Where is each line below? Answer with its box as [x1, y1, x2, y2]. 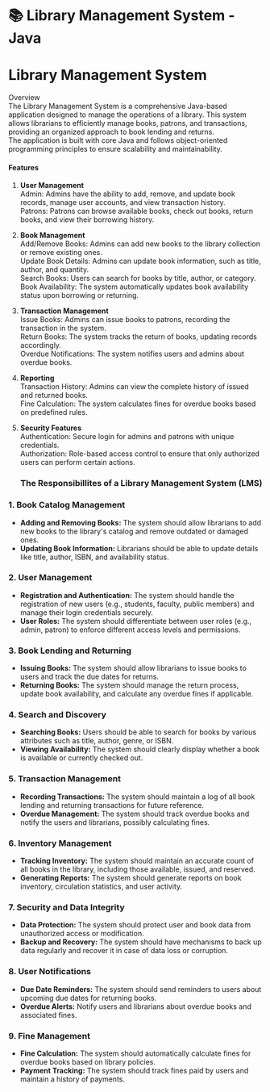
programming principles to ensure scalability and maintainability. [8, 144, 223, 154]
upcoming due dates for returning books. [19, 993, 157, 1002]
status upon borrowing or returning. [19, 291, 139, 300]
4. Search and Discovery [8, 709, 107, 721]
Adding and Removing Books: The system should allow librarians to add [19, 517, 262, 527]
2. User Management [8, 572, 93, 584]
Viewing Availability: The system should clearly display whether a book [19, 744, 260, 755]
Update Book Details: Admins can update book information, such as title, [19, 256, 262, 266]
